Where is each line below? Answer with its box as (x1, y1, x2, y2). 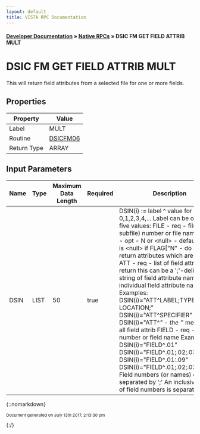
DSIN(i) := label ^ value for (118, 207, 192, 215)
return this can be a (118, 266, 174, 274)
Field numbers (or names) (118, 370, 192, 379)
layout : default (6, 8, 46, 15)
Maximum (52, 182, 82, 190)
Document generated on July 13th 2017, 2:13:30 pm (6, 412, 105, 418)
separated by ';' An (118, 377, 173, 386)
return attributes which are (118, 251, 193, 260)
